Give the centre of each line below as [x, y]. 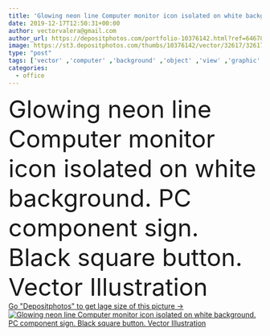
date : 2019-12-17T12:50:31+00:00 [64, 23]
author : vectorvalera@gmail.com [62, 31]
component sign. [104, 227]
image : [19, 46]
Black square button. [125, 257]
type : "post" [30, 53]
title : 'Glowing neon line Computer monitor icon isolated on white [125, 16]
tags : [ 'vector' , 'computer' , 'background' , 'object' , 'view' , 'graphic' [135, 61]
